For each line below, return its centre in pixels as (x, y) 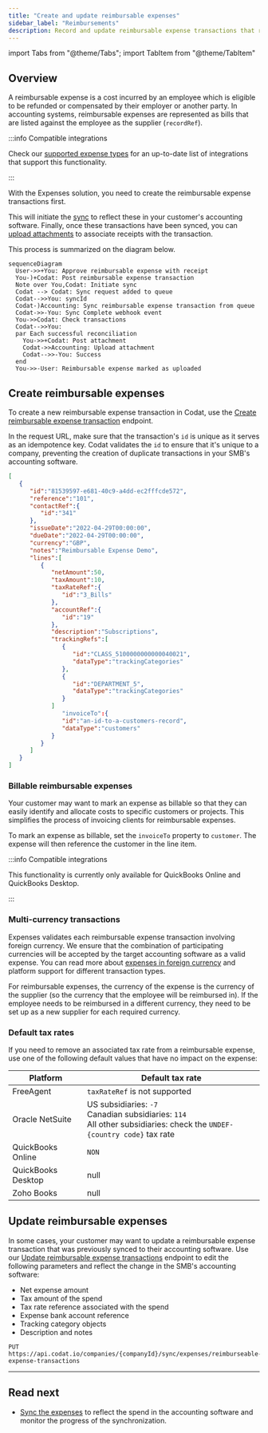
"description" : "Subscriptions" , (104, 632)
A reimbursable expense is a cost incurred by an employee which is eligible (132, 97)
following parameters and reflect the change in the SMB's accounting (122, 1266)
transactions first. (37, 202)
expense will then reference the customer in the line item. (102, 844)
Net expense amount (54, 1289)
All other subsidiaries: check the (147, 1124)
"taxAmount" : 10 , (78, 580)
